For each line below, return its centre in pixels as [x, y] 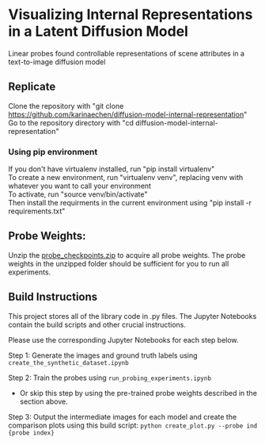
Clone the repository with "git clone [66, 105]
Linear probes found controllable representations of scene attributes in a [127, 53]
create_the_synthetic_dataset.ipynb [68, 363]
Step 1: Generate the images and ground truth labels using [103, 355]
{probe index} [32, 433]
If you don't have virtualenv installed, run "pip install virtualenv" [112, 169]
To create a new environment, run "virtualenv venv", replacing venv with [126, 178]
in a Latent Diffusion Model [98, 31]
